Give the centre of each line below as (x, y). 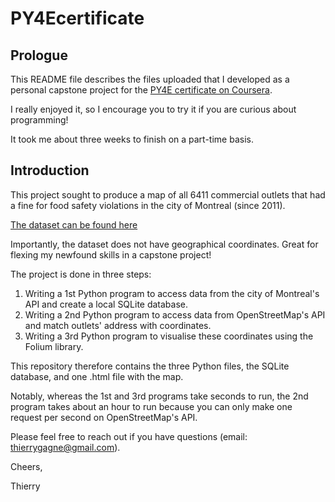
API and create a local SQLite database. (106, 304)
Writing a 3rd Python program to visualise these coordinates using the (169, 336)
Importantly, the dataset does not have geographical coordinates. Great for (164, 244)
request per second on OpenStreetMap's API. (104, 417)
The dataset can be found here (74, 224)
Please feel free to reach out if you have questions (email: (129, 436)
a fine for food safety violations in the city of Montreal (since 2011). (148, 205)
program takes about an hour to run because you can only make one (151, 406)
